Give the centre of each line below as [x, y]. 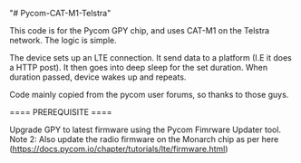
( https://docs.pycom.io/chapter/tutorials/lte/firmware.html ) [119, 149]
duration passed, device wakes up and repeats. [98, 77]
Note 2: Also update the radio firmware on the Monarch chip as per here [144, 139]
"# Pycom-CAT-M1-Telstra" [60, 13]
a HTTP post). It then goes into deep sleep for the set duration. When [139, 67]
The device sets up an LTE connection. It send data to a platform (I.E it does [150, 58]
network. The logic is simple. [63, 40]
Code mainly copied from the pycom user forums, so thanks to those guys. [149, 95]
